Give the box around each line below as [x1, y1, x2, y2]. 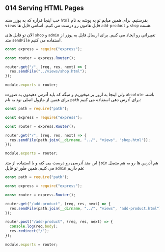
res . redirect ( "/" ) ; [9, 229, 50, 234]
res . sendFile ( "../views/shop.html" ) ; [9, 69, 87, 74]
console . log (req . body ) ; [9, 224, 58, 229]
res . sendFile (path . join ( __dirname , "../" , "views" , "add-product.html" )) [9, 206, 164, 211]
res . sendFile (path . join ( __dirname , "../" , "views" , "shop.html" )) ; [9, 138, 151, 143]
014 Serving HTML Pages [5, 4, 84, 12]
